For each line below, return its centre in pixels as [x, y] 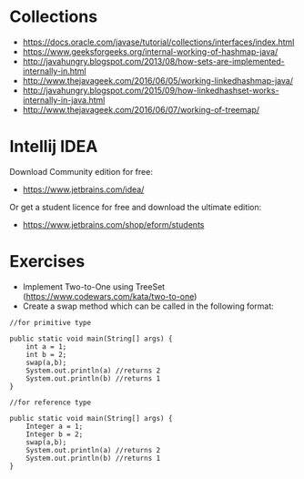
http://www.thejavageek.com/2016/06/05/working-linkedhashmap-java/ [158, 80]
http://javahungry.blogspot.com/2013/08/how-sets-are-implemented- [153, 61]
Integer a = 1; [55, 426]
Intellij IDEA [54, 147]
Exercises [47, 262]
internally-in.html [54, 71]
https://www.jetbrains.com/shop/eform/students [113, 224]
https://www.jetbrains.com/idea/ [83, 189]
